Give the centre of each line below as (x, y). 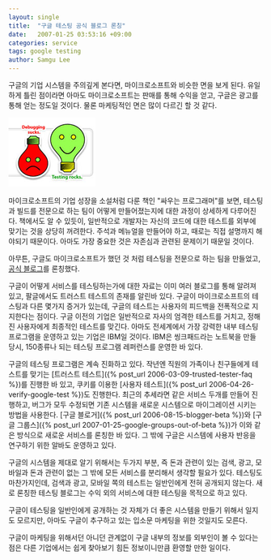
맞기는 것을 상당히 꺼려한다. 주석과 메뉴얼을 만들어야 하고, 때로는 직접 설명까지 (131, 231)
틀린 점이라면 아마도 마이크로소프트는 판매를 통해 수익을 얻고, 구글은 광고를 (141, 95)
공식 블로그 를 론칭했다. (44, 269)
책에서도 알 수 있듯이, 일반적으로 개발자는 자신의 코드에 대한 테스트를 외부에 (138, 221)
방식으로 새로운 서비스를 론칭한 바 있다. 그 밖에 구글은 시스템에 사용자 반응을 (136, 435)
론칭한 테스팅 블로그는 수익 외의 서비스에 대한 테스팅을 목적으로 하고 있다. (132, 493)
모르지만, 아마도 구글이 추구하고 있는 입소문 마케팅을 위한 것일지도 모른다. (132, 520)
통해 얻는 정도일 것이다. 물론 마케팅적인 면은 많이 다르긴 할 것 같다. (113, 105)
